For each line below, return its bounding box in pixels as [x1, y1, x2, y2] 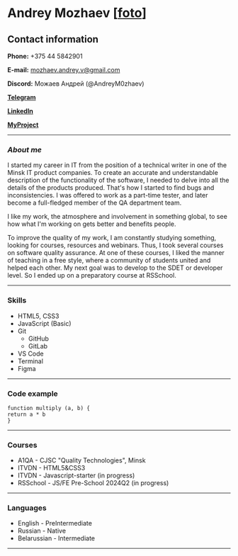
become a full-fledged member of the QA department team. [7, 198, 182, 207]
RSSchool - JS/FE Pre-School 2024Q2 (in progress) [17, 479, 169, 487]
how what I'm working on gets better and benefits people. [7, 220, 176, 228]
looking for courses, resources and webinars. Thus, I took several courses [7, 241, 224, 249]
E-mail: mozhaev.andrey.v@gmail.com [7, 66, 120, 74]
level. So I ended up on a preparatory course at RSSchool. [7, 271, 177, 280]
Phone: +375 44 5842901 [7, 52, 83, 60]
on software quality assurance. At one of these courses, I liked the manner [7, 249, 225, 257]
